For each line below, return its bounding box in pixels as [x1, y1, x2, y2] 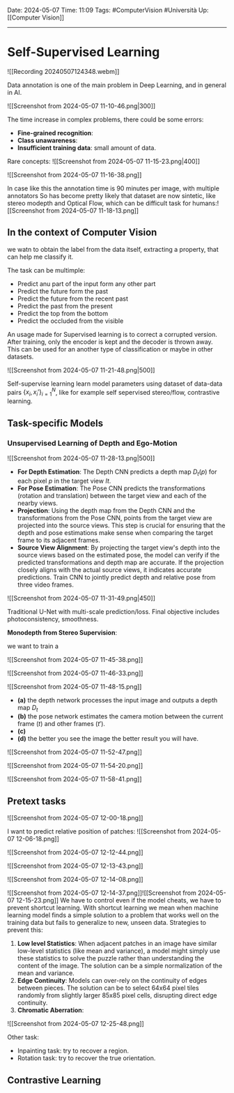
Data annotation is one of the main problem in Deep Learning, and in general [7, 80, 226, 89]
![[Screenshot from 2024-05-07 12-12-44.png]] [7, 848, 144, 857]
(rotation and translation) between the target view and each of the [17, 491, 207, 499]
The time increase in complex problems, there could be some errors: [7, 115, 204, 123]
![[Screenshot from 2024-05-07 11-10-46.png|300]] [7, 101, 156, 110]
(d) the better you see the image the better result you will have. [17, 734, 198, 743]
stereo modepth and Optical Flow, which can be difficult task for [7, 199, 192, 207]
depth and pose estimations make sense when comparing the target [17, 528, 214, 536]
